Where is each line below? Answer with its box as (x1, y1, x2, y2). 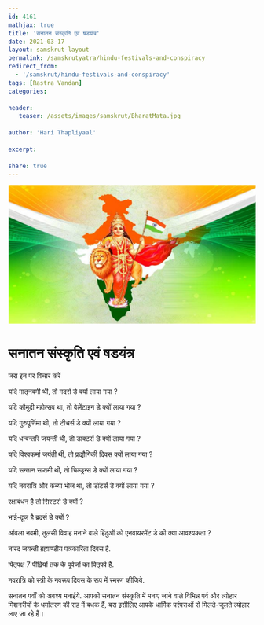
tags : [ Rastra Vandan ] (8, 79, 82, 86)
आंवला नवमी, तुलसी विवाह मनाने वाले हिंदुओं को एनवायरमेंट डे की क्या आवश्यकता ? (8, 528, 211, 538)
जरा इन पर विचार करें (8, 370, 61, 381)
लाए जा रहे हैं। (8, 608, 45, 618)
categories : (8, 87, 47, 95)
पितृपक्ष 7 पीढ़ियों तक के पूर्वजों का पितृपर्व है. (8, 559, 115, 569)
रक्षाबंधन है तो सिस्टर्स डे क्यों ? (8, 496, 84, 506)
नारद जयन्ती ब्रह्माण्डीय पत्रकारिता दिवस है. (8, 543, 112, 553)
